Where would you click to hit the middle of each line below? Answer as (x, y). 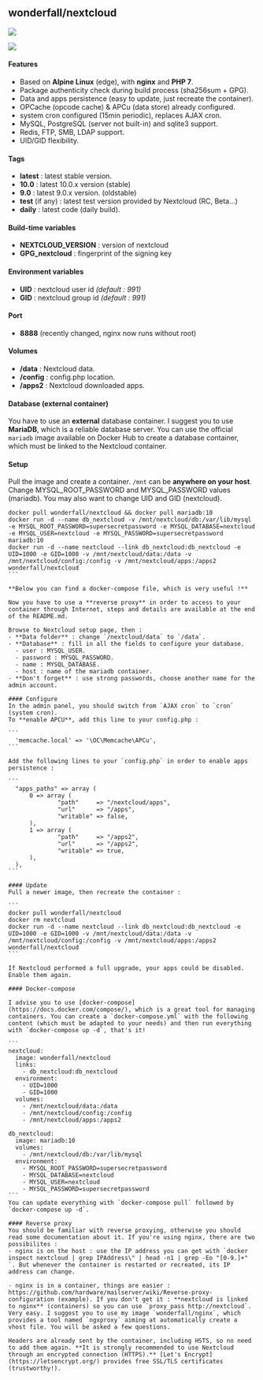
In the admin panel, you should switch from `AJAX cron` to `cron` (121, 706)
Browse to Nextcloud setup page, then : (76, 630)
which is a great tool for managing (195, 1010)
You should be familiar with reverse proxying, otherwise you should (125, 1231)
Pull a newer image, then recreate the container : (94, 893)
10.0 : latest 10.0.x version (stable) (75, 185)
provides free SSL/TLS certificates (163, 1362)
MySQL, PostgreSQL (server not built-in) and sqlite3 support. (119, 124)
